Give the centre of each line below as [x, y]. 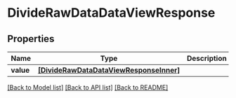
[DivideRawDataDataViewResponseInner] [109, 70]
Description [207, 58]
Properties [31, 39]
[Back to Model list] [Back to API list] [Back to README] [88, 87]
